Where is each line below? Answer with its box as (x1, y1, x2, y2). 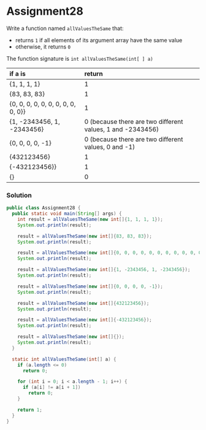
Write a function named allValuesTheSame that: (6, 25, 124, 32)
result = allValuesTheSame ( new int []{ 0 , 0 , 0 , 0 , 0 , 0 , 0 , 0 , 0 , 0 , (17, 250, 196, 256)
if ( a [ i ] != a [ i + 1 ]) (22, 385, 81, 391)
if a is (9, 69, 26, 78)
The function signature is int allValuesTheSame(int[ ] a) (6, 55, 153, 62)
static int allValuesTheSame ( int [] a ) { (12, 356, 116, 363)
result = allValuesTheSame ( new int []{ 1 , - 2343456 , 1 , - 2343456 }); (17, 267, 191, 273)
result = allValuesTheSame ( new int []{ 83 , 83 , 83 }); (17, 233, 152, 239)
